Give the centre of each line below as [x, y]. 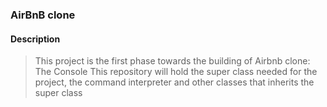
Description [35, 39]
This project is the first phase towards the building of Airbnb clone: [172, 61]
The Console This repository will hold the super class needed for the [176, 72]
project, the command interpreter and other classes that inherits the [174, 82]
